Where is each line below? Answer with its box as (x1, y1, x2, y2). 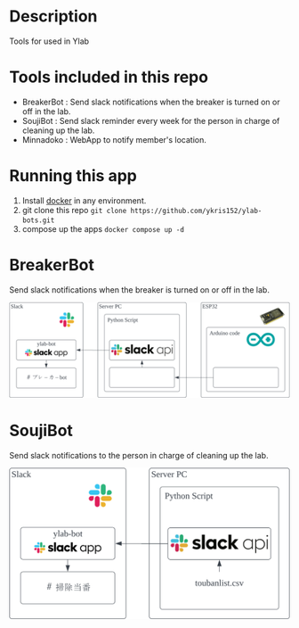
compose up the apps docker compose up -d (21, 223, 185, 234)
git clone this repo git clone (21, 204, 127, 215)
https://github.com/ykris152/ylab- (130, 206, 263, 215)
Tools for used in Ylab (9, 36, 90, 46)
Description (9, 6, 98, 27)
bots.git (21, 216, 55, 225)
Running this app (9, 166, 138, 186)
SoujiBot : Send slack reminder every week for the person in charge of (21, 115, 280, 126)
